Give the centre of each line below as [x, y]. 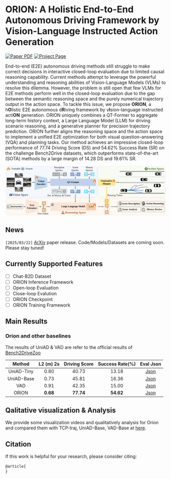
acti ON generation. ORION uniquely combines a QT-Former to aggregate [82, 115]
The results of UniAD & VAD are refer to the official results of [69, 347]
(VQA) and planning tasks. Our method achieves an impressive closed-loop [84, 142]
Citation [18, 444]
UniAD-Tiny [21, 372]
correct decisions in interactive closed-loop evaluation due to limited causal [85, 71]
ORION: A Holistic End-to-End [69, 9]
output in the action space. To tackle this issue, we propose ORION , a [78, 104]
